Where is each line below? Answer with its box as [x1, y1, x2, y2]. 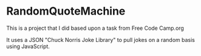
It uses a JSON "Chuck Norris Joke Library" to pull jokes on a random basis [6, 36, 196, 43]
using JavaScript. [6, 43, 50, 50]
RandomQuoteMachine [6, 4, 126, 18]
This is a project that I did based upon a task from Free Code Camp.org [6, 24, 184, 32]
